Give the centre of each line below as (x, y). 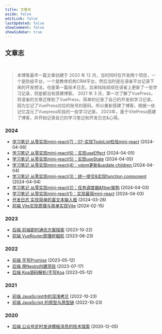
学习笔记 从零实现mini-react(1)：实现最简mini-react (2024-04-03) (78, 194)
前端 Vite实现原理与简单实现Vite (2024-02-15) (58, 206)
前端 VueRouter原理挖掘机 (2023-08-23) (53, 236)
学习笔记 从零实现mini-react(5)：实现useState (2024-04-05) (73, 159)
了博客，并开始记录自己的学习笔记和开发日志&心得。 (69, 118)
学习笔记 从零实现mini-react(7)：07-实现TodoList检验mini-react (76, 142)
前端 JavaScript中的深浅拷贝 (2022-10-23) (54, 296)
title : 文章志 (18, 9)
